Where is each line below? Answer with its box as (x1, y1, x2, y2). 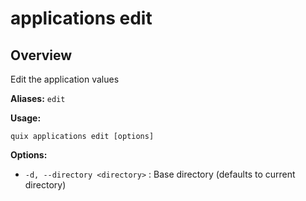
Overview (10, 47, 73, 64)
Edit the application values (10, 73, 120, 85)
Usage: (10, 112, 42, 124)
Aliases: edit (10, 93, 66, 104)
